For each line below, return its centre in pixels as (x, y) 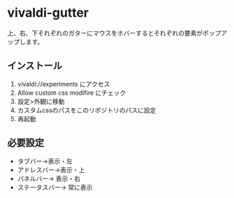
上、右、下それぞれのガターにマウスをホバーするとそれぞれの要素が (105, 33)
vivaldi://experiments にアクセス (64, 84)
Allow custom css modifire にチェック (72, 93)
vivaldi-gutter (48, 13)
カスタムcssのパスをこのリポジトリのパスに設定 (87, 110)
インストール (35, 66)
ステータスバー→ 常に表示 (55, 187)
